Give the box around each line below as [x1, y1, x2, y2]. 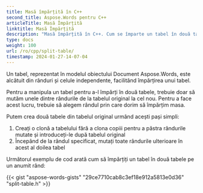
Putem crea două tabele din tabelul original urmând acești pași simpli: [6, 113, 179, 120]
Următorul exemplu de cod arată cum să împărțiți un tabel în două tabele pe [6, 155, 195, 163]
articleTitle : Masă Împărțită [6, 20, 83, 26]
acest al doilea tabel [14, 144, 65, 151]
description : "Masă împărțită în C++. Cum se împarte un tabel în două [6, 31, 190, 37]
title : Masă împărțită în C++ [6, 8, 83, 15]
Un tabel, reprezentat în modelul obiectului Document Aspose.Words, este [6, 70, 191, 77]
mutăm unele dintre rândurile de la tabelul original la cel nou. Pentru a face [6, 95, 192, 102]
